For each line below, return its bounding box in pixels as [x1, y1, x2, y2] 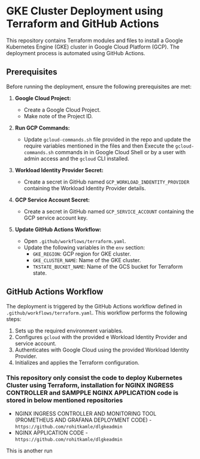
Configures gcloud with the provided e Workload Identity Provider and [14, 333, 187, 340]
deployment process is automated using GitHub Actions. [6, 49, 146, 56]
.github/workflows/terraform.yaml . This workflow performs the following [6, 309, 187, 316]
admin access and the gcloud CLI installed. [23, 155, 130, 162]
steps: [6, 315, 22, 322]
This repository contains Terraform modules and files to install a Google [6, 37, 183, 44]
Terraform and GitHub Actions [6, 17, 159, 31]
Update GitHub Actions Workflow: [14, 226, 102, 233]
